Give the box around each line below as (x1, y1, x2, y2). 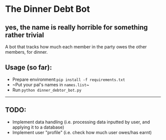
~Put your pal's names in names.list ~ (12, 81, 90, 87)
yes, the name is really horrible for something (5, 23, 148, 32)
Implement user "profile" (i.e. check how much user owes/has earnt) (12, 129, 152, 135)
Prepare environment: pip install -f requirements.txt (12, 76, 125, 82)
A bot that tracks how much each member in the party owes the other (5, 44, 147, 50)
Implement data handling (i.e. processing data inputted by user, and (12, 119, 150, 125)
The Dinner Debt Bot (5, 3, 90, 15)
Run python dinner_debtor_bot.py (12, 87, 82, 93)
